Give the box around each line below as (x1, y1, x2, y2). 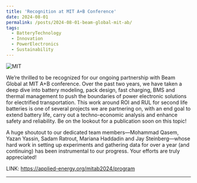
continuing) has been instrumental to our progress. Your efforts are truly (6, 147, 180, 154)
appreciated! (6, 153, 37, 161)
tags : (6, 25, 19, 31)
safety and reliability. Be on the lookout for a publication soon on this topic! (6, 118, 187, 125)
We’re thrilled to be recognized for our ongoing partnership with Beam (6, 74, 176, 81)
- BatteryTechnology (11, 30, 62, 36)
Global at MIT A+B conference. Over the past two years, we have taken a (6, 80, 182, 87)
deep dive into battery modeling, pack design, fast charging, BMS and (6, 86, 175, 94)
